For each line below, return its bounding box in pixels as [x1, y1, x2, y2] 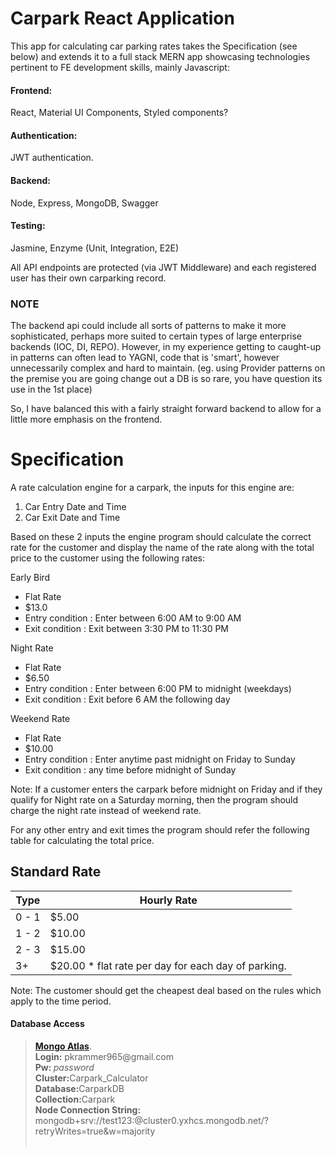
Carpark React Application [10, 7, 235, 30]
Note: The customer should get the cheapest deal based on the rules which [10, 984, 322, 996]
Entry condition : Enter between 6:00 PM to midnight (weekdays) [24, 682, 292, 694]
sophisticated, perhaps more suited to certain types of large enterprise [10, 330, 303, 342]
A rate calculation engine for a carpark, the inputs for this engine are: [10, 481, 295, 493]
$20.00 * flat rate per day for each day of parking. [49, 958, 287, 972]
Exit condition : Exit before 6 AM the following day [24, 693, 231, 705]
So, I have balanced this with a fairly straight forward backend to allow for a [10, 403, 322, 415]
